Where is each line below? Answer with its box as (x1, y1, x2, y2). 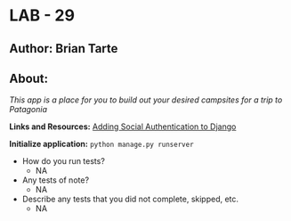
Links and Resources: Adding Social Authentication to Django (9, 121, 237, 132)
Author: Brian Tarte (9, 41, 118, 56)
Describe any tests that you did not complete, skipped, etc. (21, 193, 238, 205)
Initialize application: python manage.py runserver (9, 139, 194, 150)
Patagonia (9, 104, 47, 115)
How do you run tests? (21, 156, 105, 167)
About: (9, 70, 49, 86)
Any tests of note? (21, 175, 90, 185)
